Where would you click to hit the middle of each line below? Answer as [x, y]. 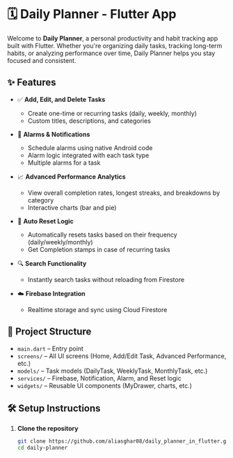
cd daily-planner [42, 448]
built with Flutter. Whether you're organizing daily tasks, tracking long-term [115, 45]
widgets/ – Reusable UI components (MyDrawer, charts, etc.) [105, 385]
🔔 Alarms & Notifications [54, 134]
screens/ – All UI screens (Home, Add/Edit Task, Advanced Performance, [122, 356]
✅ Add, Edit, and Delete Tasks [61, 99]
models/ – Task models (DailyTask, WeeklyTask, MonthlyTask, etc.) [112, 371]
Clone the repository [48, 429]
